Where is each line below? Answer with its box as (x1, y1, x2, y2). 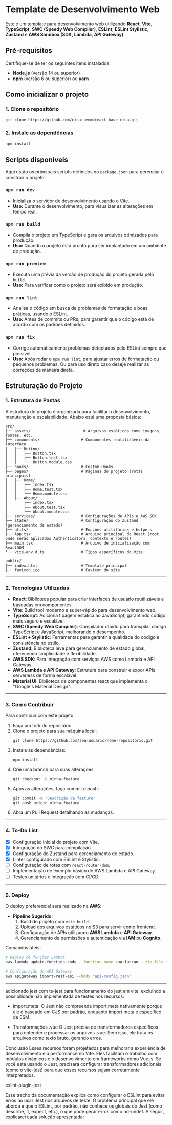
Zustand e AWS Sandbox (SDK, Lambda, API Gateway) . (5, 31, 125, 37)
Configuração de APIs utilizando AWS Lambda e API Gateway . (20, 929, 154, 936)
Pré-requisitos (5, 46, 53, 55)
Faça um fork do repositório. (12, 723, 73, 729)
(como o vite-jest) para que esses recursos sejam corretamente (5, 1066, 140, 1073)
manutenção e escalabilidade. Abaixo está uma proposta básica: (5, 414, 142, 420)
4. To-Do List (5, 827, 38, 835)
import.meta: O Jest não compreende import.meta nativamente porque (12, 1003, 162, 1009)
